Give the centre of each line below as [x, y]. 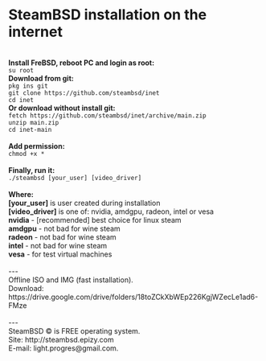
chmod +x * [27, 154]
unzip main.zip [34, 122]
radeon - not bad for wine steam [62, 237]
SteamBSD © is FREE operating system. [74, 330]
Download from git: [41, 78]
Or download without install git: [62, 108]
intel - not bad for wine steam [58, 245]
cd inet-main [30, 129]
